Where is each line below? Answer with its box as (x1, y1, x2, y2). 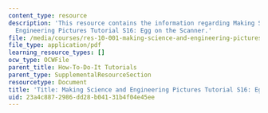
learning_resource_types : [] (8, 49, 105, 56)
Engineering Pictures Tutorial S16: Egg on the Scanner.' (15, 26, 213, 34)
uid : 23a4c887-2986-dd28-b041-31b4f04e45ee (8, 93, 156, 101)
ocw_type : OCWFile (8, 56, 69, 64)
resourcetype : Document (8, 78, 88, 86)
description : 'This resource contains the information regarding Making (8, 19, 255, 27)
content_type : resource (8, 11, 88, 20)
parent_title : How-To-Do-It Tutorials (8, 64, 137, 72)
